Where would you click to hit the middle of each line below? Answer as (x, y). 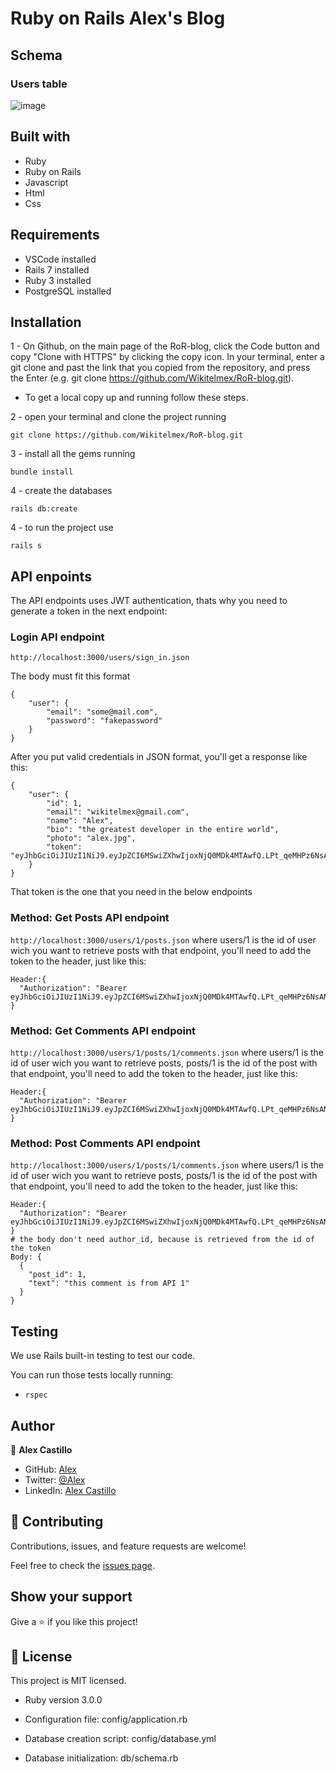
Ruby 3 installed (58, 280)
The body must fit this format (70, 676)
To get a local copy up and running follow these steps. (136, 398)
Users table (39, 84)
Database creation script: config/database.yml (120, 1739)
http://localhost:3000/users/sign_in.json (100, 658)
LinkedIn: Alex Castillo (70, 1490)
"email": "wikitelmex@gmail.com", (118, 812)
